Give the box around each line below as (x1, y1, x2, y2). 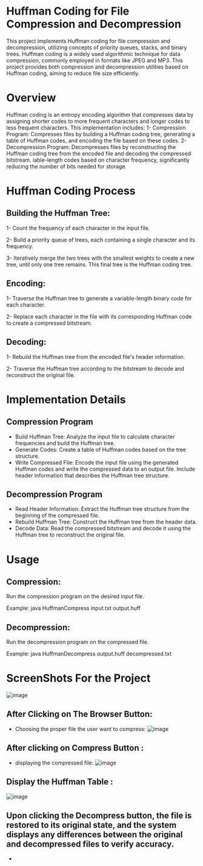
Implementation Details (6, 392, 126, 406)
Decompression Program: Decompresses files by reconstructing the (6, 143, 176, 150)
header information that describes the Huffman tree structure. (15, 471, 170, 479)
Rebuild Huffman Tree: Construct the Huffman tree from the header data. (15, 518, 198, 525)
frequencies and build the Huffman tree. (15, 439, 115, 446)
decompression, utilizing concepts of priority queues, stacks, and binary (6, 44, 187, 51)
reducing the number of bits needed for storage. (6, 162, 127, 170)
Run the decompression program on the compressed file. (6, 639, 149, 646)
